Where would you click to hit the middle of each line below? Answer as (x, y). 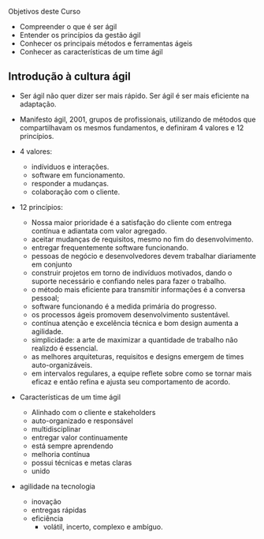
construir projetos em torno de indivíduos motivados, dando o (132, 272)
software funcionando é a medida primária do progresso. (124, 306)
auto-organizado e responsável (82, 421)
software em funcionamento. (78, 175)
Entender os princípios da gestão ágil (80, 35)
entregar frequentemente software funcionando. (110, 247)
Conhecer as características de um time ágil (91, 52)
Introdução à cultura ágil (70, 77)
